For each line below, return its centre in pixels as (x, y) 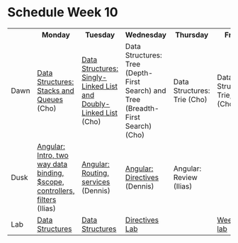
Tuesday (100, 35)
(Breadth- (142, 108)
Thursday (192, 35)
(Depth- (139, 73)
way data (52, 164)
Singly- (94, 77)
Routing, (95, 173)
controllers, (56, 191)
